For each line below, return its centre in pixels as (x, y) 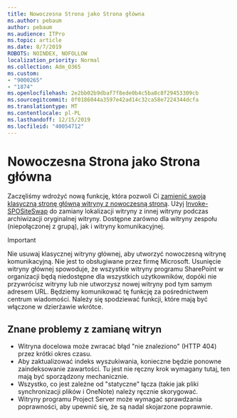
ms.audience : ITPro (36, 34)
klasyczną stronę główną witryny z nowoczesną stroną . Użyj (96, 204)
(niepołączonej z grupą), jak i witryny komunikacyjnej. (86, 226)
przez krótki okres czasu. (55, 354)
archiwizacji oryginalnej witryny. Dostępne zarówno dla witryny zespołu (112, 219)
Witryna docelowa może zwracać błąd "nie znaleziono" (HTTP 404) (117, 346)
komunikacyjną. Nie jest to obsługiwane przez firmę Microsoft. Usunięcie (114, 262)
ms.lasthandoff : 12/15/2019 (49, 119)
